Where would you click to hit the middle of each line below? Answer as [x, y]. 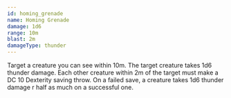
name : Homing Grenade [38, 20]
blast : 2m [21, 39]
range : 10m [23, 33]
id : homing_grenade [35, 13]
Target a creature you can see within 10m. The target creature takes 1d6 [110, 65]
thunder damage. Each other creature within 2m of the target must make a [113, 72]
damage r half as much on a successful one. [70, 87]
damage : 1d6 [24, 26]
